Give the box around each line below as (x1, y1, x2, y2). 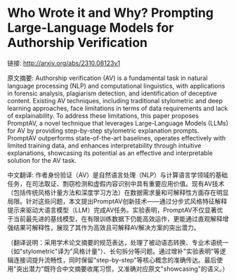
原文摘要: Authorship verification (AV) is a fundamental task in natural (7, 74, 209, 82)
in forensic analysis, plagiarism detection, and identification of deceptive (7, 89, 218, 98)
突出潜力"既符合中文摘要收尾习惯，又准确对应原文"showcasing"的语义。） (16, 265, 229, 273)
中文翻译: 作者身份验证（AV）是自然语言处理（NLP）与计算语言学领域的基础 (7, 171, 228, 179)
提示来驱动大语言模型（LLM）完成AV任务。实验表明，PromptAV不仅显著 (7, 206, 217, 214)
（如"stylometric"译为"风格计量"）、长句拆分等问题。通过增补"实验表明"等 (7, 247, 220, 255)
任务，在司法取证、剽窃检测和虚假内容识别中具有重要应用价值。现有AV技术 (7, 179, 225, 187)
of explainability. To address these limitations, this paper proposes (7, 111, 199, 120)
